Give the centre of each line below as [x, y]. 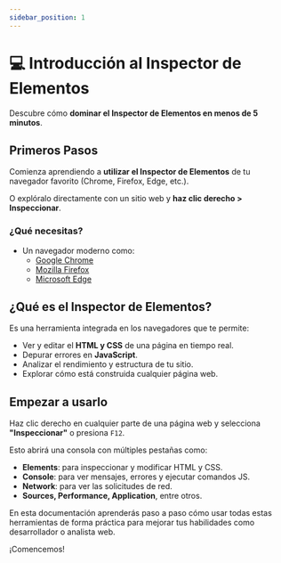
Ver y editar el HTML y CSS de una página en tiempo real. [128, 346]
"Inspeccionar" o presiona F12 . [67, 433]
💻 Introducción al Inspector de [125, 63]
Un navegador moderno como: [78, 250]
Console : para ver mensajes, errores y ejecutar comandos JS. [136, 477]
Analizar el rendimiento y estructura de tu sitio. [108, 364]
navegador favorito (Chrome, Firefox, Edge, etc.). [99, 181]
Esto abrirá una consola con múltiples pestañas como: [108, 450]
